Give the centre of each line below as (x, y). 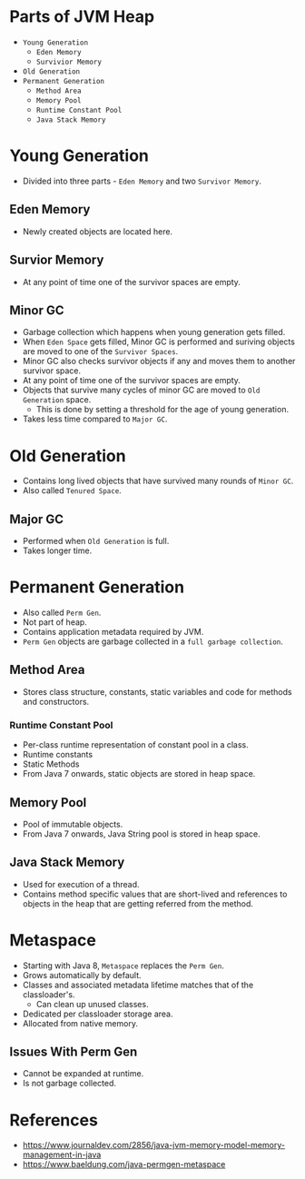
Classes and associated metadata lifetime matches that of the (138, 985)
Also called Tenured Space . (72, 490)
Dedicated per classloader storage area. (98, 1014)
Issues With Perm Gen (74, 1052)
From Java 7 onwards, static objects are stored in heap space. (139, 774)
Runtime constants (58, 755)
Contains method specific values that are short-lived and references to (155, 894)
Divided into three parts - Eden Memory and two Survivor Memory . (142, 181)
